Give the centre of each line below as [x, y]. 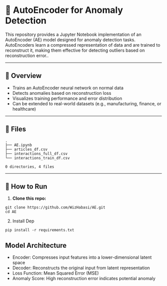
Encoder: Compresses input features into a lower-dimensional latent [82, 257]
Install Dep [23, 221]
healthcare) [24, 109]
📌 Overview [23, 76]
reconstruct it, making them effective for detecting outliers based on [75, 50]
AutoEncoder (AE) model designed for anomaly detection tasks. [70, 40]
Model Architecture [36, 245]
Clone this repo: [29, 199]
